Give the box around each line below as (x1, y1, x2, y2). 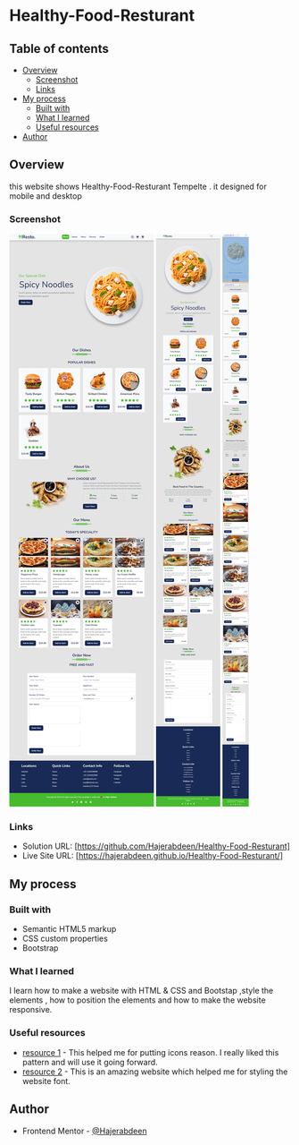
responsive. (9, 1004, 53, 1015)
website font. (21, 1075, 71, 1086)
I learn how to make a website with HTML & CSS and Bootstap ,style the (9, 986, 274, 996)
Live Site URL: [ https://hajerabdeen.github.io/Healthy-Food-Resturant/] (21, 850, 284, 861)
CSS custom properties (21, 933, 109, 944)
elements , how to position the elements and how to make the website (9, 995, 266, 1005)
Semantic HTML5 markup (21, 924, 117, 935)
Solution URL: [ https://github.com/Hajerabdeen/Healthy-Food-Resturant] (21, 841, 290, 851)
